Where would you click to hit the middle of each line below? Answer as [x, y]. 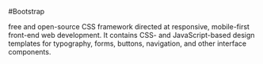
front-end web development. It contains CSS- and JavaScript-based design [131, 35]
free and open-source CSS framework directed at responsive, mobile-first [129, 26]
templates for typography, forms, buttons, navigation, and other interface [128, 43]
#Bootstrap [27, 11]
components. [30, 52]
